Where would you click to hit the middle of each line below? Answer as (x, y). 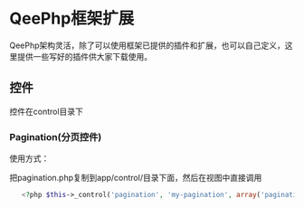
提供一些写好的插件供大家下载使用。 (84, 56)
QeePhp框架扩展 (72, 19)
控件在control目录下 (47, 111)
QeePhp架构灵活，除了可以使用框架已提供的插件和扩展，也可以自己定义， (147, 45)
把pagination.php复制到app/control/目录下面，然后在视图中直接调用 (136, 178)
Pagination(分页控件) (56, 137)
